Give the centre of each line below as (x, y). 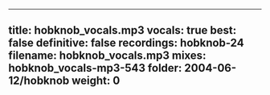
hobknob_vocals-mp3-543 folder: (95, 68)
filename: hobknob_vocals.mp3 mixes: (107, 56)
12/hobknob (39, 81)
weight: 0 (96, 81)
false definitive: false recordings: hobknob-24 (126, 43)
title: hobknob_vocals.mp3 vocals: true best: (123, 30)
